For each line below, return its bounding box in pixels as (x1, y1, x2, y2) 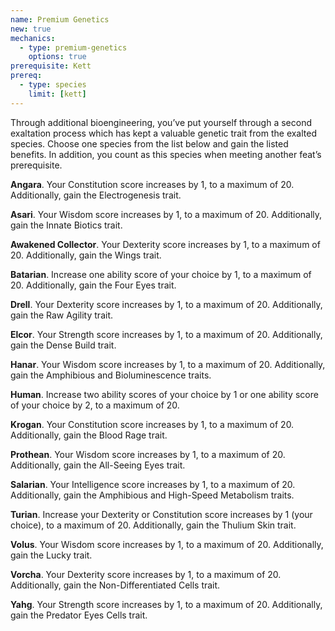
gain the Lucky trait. (10, 549, 93, 561)
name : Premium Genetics (10, 14, 110, 25)
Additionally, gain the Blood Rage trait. (10, 429, 168, 441)
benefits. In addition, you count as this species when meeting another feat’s (10, 148, 322, 160)
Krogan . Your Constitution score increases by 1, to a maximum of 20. (10, 418, 295, 430)
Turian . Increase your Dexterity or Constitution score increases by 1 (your (10, 508, 313, 520)
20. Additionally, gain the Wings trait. (10, 249, 162, 261)
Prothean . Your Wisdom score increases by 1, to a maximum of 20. (10, 448, 286, 460)
